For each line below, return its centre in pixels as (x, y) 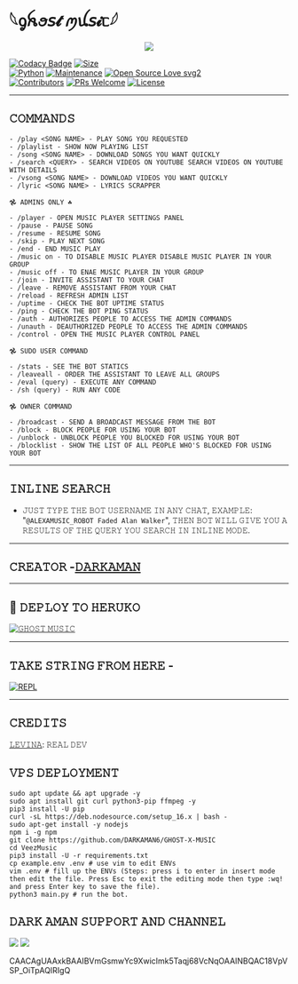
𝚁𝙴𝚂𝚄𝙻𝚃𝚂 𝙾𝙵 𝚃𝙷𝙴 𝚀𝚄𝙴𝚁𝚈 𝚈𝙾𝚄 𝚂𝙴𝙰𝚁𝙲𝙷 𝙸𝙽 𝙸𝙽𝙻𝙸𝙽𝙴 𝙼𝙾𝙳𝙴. (136, 530)
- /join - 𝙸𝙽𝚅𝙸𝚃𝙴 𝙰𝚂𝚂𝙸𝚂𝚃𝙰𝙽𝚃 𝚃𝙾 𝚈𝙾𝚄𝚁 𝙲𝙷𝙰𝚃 (87, 280)
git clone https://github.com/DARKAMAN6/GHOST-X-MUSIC (113, 840)
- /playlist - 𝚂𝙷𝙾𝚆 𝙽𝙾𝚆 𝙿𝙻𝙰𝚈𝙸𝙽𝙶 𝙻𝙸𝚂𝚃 (79, 147)
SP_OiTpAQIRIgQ (40, 971)
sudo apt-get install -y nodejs (69, 824)
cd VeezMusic (33, 848)
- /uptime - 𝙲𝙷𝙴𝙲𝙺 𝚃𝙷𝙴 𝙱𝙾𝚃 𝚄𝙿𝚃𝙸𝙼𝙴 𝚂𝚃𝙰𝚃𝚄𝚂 (87, 303)
